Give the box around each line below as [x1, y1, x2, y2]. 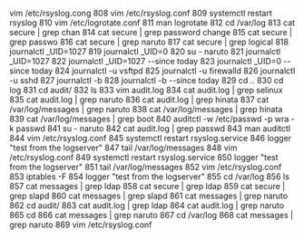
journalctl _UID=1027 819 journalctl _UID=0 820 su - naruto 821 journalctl [9, 46, 281, 57]
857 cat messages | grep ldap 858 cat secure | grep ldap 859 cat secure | [9, 181, 286, 191]
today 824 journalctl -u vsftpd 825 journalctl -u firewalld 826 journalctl [31, 65, 296, 76]
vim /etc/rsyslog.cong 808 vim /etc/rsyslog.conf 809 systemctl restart [9, 8, 272, 18]
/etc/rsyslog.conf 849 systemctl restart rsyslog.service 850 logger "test [9, 152, 279, 162]
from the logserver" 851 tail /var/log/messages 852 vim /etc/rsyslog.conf [9, 162, 282, 172]
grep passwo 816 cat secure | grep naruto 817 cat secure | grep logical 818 [9, 36, 289, 47]
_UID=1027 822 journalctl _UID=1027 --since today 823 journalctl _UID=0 [9, 56, 282, 66]
